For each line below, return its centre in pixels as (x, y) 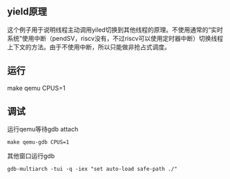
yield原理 (27, 12)
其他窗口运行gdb (31, 156)
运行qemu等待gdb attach (43, 129)
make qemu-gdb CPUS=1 (38, 142)
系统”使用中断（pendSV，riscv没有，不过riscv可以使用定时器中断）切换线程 (115, 38)
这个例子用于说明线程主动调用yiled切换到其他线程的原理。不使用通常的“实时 (115, 30)
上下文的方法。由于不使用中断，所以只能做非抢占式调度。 (89, 47)
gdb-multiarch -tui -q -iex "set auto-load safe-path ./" (92, 169)
